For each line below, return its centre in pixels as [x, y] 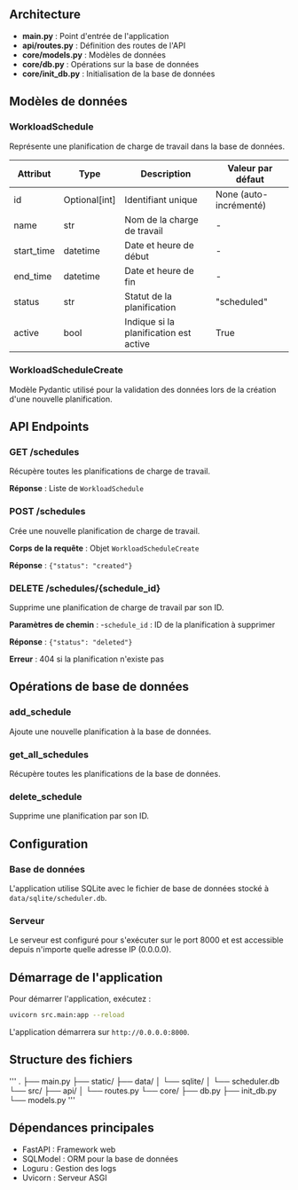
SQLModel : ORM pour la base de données [100, 1159]
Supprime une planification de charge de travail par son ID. [117, 607]
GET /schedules [44, 452]
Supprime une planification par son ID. [79, 816]
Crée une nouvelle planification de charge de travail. [105, 530]
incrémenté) [241, 205]
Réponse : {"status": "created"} [71, 565]
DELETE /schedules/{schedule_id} [85, 588]
